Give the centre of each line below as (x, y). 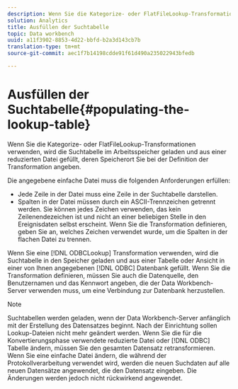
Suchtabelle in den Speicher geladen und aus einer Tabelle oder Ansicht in (116, 260)
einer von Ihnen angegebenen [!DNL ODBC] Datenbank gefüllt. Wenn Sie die (119, 268)
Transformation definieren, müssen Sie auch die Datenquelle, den (103, 275)
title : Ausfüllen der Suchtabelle (58, 27)
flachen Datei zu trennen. (55, 239)
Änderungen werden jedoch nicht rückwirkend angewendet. (95, 378)
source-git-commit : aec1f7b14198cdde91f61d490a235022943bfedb (101, 54)
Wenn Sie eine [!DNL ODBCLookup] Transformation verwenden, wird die (113, 252)
